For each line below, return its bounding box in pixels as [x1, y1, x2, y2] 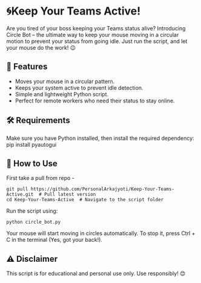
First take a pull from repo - [6, 175, 74, 182]
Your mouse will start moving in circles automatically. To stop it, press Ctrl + [6, 230, 196, 237]
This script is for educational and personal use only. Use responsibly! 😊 [6, 270, 186, 277]
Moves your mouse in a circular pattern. [15, 78, 115, 85]
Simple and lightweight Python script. [15, 90, 109, 98]
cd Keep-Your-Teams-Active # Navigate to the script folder [6, 197, 164, 203]
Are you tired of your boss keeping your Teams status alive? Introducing [6, 24, 186, 32]
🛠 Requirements [6, 115, 71, 125]
